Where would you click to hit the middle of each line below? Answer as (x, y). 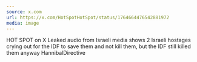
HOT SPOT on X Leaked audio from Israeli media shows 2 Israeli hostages (98, 40)
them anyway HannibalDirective (46, 53)
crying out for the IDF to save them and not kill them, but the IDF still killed (98, 46)
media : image (23, 23)
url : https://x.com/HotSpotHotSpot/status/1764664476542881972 (88, 17)
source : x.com (24, 12)
